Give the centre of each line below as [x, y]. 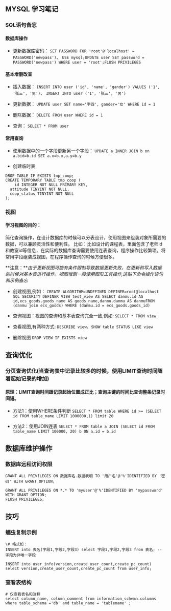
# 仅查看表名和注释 [23, 594]
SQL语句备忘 [21, 25]
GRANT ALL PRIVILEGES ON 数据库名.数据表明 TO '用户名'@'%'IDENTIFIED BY [81, 476]
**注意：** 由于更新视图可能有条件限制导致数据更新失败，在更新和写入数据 [84, 268]
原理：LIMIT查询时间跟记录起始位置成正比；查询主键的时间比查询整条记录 [83, 392]
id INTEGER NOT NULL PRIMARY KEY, [51, 185]
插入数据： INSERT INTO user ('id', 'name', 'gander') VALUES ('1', [86, 87]
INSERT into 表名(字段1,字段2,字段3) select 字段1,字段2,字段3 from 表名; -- [84, 549]
